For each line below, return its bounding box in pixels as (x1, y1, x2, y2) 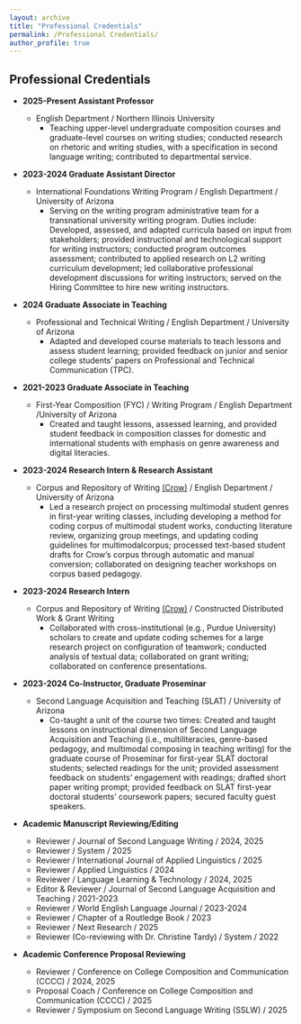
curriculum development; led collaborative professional (49, 263, 254, 274)
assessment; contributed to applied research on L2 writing (49, 253, 266, 264)
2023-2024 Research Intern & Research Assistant (22, 465, 213, 476)
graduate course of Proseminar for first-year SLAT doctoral (49, 753, 269, 764)
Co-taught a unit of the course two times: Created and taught (49, 715, 277, 726)
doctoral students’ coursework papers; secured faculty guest (49, 792, 277, 802)
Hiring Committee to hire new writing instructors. (49, 282, 230, 293)
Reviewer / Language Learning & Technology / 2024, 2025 (35, 874, 253, 885)
